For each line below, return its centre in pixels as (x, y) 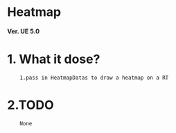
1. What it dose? (54, 59)
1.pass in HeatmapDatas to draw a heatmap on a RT (94, 78)
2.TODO (30, 105)
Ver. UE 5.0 (24, 31)
